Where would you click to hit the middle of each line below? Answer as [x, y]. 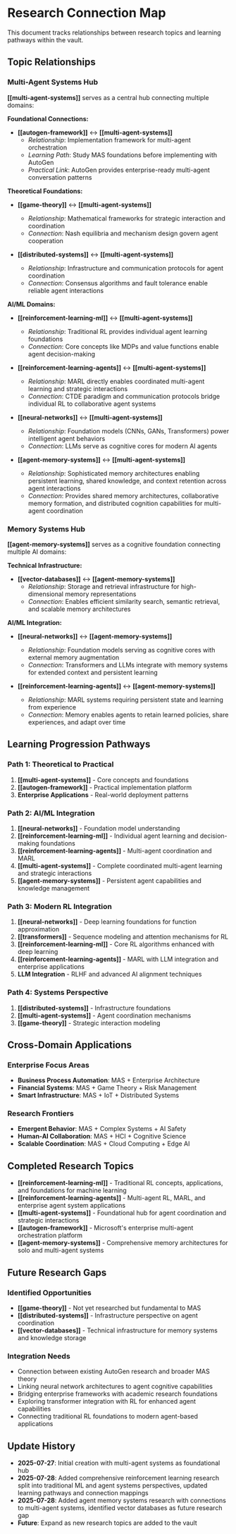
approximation [38, 929]
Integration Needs [39, 1356]
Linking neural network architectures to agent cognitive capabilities [115, 1387]
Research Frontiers [41, 1113]
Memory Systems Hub [46, 528]
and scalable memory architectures [79, 609]
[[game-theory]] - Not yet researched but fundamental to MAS [109, 1308]
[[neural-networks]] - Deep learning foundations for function [107, 922]
